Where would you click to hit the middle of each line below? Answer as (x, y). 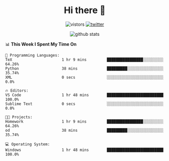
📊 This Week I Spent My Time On (41, 44)
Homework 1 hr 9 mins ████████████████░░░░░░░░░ (84, 121)
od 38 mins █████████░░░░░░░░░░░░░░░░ (84, 130)
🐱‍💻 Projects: (19, 117)
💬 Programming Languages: (32, 55)
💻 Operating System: (28, 144)
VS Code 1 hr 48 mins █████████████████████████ (84, 95)
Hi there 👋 (85, 10)
